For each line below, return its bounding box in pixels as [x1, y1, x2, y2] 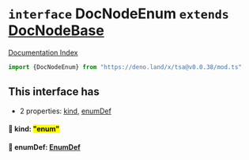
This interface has [8, 85, 100, 99]
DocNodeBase [8, 21, 104, 40]
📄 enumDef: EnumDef [8, 142, 81, 151]
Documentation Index [8, 48, 78, 57]
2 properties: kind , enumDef [19, 106, 112, 116]
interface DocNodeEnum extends [8, 5, 229, 23]
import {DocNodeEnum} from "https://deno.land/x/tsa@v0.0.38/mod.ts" [8, 63, 243, 71]
